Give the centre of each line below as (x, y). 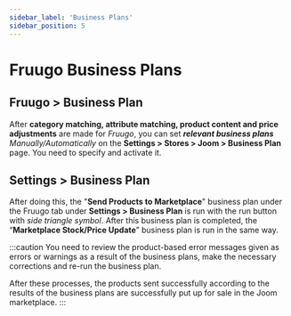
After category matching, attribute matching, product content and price (144, 124)
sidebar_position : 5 (48, 26)
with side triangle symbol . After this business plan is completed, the (133, 221)
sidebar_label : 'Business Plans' (71, 17)
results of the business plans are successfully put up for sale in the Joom (143, 293)
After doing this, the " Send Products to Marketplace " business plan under (146, 202)
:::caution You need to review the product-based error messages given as (145, 247)
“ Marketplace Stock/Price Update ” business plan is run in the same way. (144, 230)
